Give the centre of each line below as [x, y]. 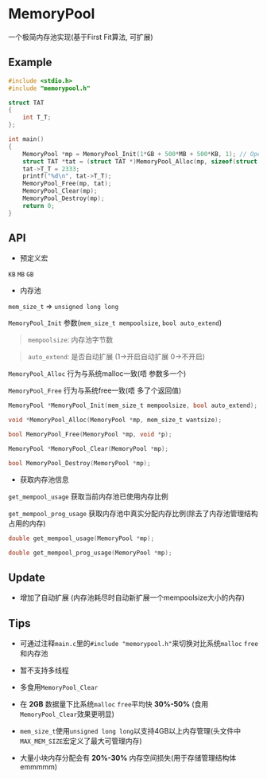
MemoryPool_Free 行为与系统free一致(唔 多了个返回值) [95, 390]
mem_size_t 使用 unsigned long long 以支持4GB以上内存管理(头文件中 [130, 731]
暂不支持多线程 [44, 671]
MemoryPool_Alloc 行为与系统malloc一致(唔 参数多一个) [97, 374]
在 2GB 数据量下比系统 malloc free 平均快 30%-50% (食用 [114, 704]
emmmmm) [39, 767]
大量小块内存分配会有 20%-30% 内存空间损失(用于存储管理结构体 [128, 758]
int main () [26, 139]
